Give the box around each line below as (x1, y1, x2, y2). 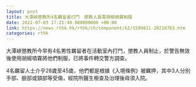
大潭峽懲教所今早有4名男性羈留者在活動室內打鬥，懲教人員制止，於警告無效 (6, 48, 190, 55)
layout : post (6, 8, 38, 15)
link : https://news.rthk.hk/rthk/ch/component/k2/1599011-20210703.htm (6, 25, 185, 31)
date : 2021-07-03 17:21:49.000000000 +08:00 (6, 19, 117, 25)
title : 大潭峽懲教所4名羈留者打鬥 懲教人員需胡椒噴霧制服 (6, 14, 132, 20)
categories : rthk (6, 31, 49, 36)
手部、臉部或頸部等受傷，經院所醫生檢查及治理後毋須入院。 (6, 75, 151, 82)
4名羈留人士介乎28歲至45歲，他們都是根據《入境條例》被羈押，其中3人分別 (6, 67, 191, 74)
